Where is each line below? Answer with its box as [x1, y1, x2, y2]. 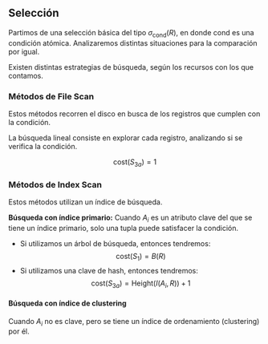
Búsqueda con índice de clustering [8, 298, 127, 308]
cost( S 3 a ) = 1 [112, 156, 157, 168]
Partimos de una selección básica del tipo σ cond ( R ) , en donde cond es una [8, 27, 254, 39]
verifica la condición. [8, 141, 78, 151]
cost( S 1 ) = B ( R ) [116, 251, 166, 263]
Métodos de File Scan [8, 91, 95, 102]
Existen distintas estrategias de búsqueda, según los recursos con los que [8, 62, 254, 71]
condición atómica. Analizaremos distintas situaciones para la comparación [8, 38, 258, 47]
